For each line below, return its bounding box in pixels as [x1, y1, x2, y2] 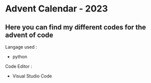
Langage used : [5, 44, 37, 50]
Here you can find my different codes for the [5, 23, 146, 31]
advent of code [5, 30, 53, 39]
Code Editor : [5, 63, 32, 69]
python [12, 53, 27, 59]
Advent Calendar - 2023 [5, 3, 108, 14]
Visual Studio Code [12, 73, 52, 79]
